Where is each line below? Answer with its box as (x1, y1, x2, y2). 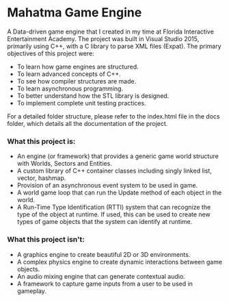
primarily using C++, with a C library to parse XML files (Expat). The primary (7, 42, 221, 50)
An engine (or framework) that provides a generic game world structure (16, 152, 219, 160)
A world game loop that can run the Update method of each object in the (16, 188, 222, 197)
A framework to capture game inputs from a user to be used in (16, 279, 193, 288)
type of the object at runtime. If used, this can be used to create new (16, 210, 211, 218)
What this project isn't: (7, 235, 85, 244)
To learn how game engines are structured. (16, 62, 139, 71)
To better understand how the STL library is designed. (16, 91, 170, 100)
